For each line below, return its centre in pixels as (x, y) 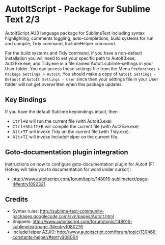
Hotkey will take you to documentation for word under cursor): (68, 169)
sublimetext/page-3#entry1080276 (48, 227)
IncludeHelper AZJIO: (34, 232)
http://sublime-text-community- (72, 211)
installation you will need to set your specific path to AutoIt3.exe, (70, 58)
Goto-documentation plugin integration (67, 152)
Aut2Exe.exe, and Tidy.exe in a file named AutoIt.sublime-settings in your (79, 63)
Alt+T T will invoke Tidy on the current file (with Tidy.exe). (71, 132)
